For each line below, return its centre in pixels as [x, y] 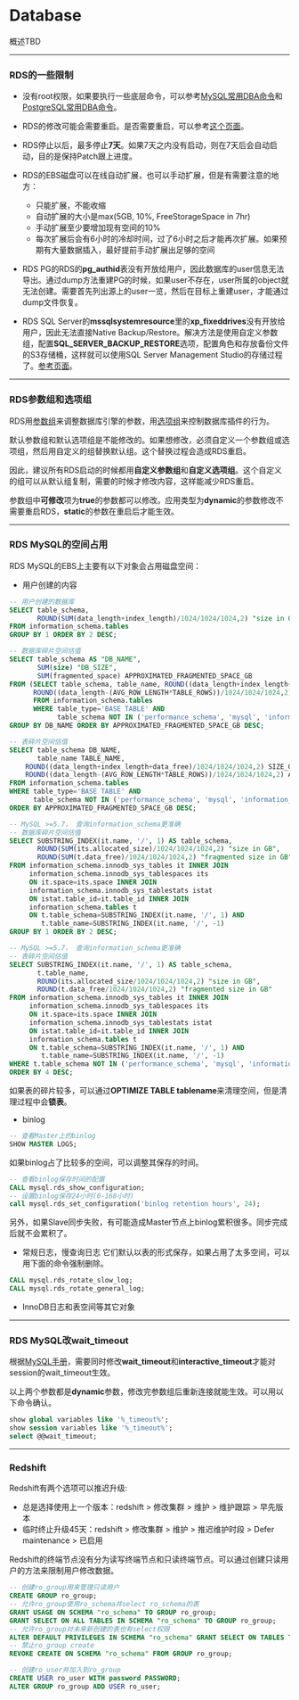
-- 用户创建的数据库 [42, 602]
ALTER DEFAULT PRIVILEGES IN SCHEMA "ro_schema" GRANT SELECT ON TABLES [147, 1638]
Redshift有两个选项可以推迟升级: [68, 1488]
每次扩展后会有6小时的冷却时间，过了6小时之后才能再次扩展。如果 [157, 239]
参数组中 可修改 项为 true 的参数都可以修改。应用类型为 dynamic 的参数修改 [142, 499]
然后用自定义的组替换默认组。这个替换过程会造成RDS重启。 [142, 450]
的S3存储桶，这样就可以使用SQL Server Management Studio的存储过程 [152, 355]
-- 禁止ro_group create [52, 1646]
